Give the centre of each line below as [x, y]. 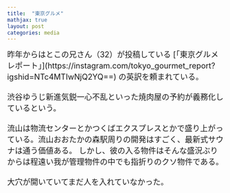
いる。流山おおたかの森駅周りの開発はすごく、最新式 [111, 140]
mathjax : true [27, 20]
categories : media [33, 33]
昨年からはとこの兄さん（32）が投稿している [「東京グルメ [113, 55]
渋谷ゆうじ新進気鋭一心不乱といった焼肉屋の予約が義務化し [115, 97]
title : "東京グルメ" [35, 13]
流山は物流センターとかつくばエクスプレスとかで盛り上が [112, 129]
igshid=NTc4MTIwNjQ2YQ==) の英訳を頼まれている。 [103, 77]
